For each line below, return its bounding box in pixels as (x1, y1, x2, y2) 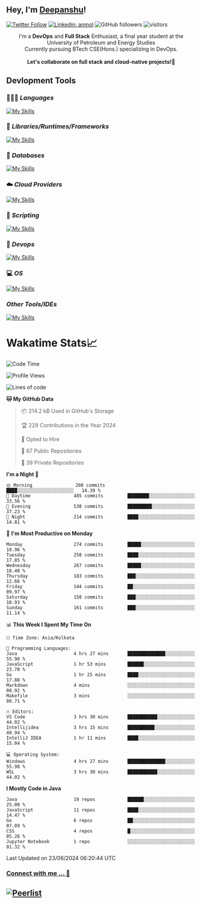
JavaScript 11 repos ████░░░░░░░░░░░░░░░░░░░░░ (6, 807, 196, 813)
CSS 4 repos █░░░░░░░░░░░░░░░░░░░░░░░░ (6, 828, 196, 834)
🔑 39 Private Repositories (20, 459, 84, 466)
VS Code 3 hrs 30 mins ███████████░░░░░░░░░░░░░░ (6, 714, 196, 720)
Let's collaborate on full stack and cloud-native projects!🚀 (26, 58, 176, 65)
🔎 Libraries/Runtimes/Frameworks (6, 122, 110, 131)
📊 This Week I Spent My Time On (6, 621, 91, 628)
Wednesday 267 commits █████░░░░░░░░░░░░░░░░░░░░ (6, 562, 196, 568)
